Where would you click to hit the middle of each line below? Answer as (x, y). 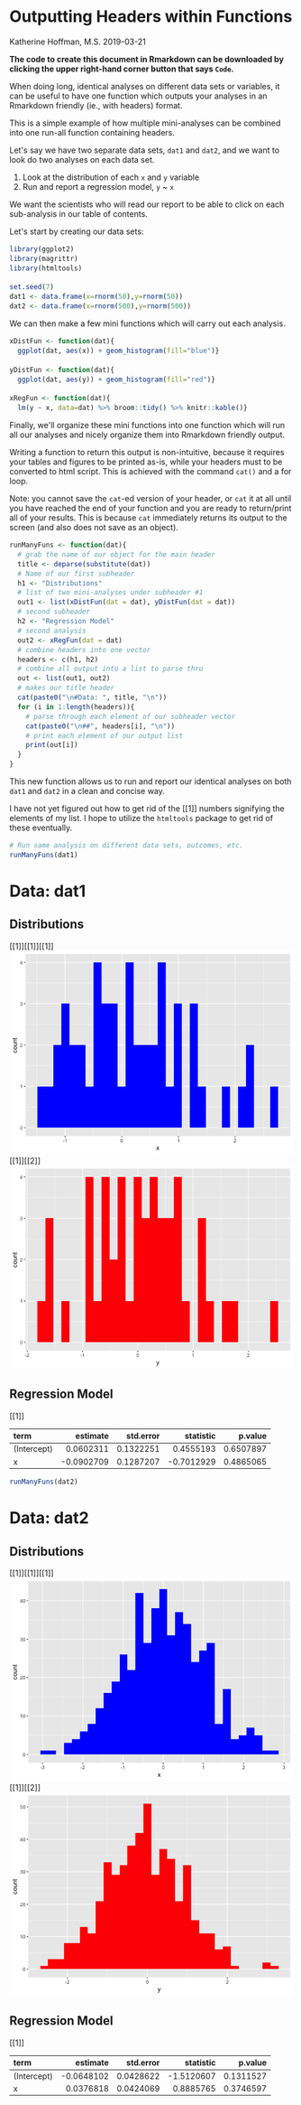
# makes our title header (66, 688)
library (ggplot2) (42, 249)
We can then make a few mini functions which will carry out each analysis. (147, 323)
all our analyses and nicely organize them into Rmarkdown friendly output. (147, 435)
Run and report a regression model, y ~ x (98, 186)
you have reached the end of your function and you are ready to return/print (150, 509)
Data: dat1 (48, 891)
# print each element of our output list (104, 735)
